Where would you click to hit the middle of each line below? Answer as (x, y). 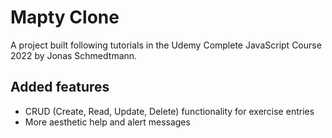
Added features (60, 87)
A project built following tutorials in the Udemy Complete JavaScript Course (166, 45)
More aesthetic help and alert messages (107, 122)
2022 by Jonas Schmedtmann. (74, 55)
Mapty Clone (65, 17)
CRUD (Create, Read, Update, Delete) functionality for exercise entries (169, 111)
